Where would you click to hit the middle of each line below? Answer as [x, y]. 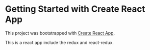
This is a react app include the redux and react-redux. [60, 42]
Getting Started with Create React [75, 9]
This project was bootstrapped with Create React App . [60, 33]
